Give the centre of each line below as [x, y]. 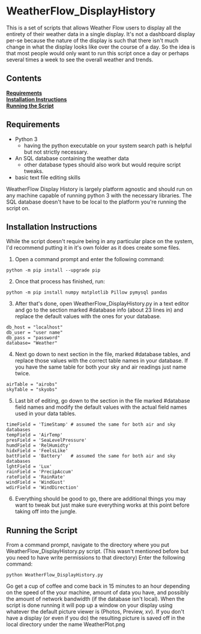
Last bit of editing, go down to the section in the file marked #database [102, 401]
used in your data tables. [46, 414]
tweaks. [34, 171]
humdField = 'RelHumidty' [38, 445]
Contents [24, 78]
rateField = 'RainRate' [36, 477]
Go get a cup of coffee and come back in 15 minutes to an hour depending [98, 586]
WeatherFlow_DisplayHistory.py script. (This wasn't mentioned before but [97, 551]
